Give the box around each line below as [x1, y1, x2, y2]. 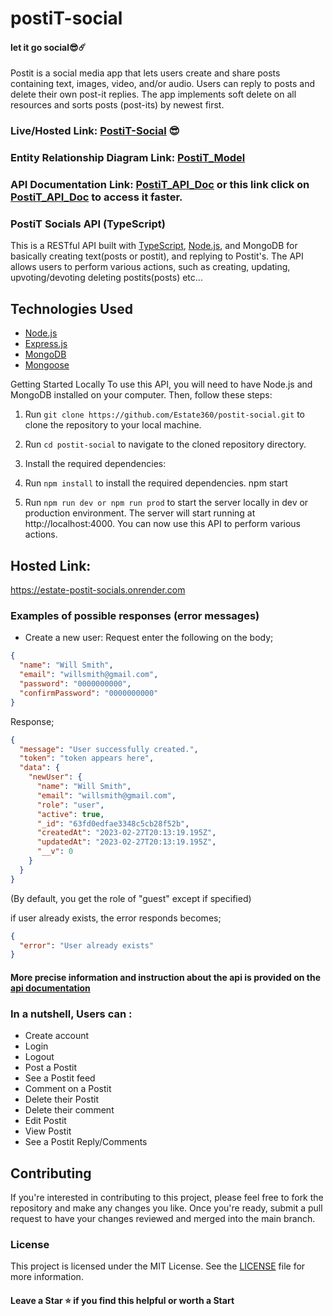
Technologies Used [10, 300, 133, 317]
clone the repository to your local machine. [24, 419, 202, 431]
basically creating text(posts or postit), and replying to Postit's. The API [10, 250, 304, 262]
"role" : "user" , [36, 800, 105, 810]
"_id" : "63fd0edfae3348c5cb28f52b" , [36, 818, 190, 829]
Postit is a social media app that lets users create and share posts [10, 67, 281, 79]
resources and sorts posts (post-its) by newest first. [10, 99, 225, 111]
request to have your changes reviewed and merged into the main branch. [10, 1212, 316, 1224]
